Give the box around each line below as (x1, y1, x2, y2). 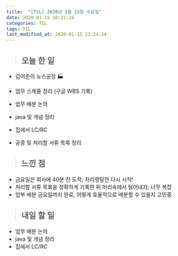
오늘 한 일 (21, 55, 55, 66)
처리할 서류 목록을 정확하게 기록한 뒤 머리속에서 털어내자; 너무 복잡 (15, 183, 172, 190)
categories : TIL (6, 20, 47, 26)
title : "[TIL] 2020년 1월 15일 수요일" (6, 8, 102, 15)
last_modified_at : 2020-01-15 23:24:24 (6, 32, 107, 38)
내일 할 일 (21, 211, 55, 221)
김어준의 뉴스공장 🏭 (15, 72, 64, 79)
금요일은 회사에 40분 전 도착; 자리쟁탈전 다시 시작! (15, 175, 134, 183)
